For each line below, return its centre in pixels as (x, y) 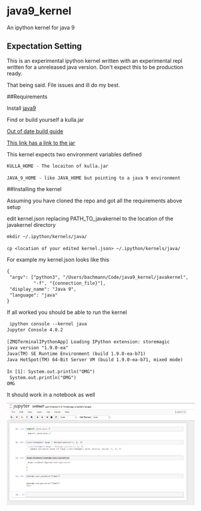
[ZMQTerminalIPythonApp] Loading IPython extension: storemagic (88, 341)
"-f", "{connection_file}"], (69, 283)
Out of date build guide (35, 131)
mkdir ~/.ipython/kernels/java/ (47, 236)
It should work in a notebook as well (51, 395)
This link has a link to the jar (41, 143)
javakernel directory (31, 224)
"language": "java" (34, 295)
